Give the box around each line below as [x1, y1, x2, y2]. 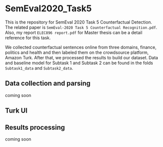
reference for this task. [5, 35, 51, 41]
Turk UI [5, 106, 28, 115]
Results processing [5, 123, 65, 131]
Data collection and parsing [5, 79, 91, 88]
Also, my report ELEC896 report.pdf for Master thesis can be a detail [5, 29, 143, 35]
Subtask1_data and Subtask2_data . [5, 65, 73, 71]
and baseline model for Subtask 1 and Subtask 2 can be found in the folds [5, 60, 153, 66]
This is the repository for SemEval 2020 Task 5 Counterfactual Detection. [5, 19, 152, 25]
